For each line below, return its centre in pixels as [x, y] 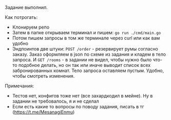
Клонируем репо [31, 27]
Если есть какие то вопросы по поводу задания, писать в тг [78, 106]
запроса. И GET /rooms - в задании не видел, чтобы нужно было [82, 60]
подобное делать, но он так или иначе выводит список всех [84, 65]
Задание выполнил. [26, 7]
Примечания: [20, 86]
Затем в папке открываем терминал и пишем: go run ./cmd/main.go [87, 32]
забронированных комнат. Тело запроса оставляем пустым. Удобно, [88, 70]
